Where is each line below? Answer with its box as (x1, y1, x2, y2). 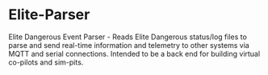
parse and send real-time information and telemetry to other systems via (8, 40, 250, 49)
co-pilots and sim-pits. (8, 57, 84, 67)
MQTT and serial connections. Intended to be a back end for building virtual (8, 49, 261, 58)
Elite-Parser (8, 6, 90, 24)
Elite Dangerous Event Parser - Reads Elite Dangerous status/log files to (8, 32, 248, 41)
